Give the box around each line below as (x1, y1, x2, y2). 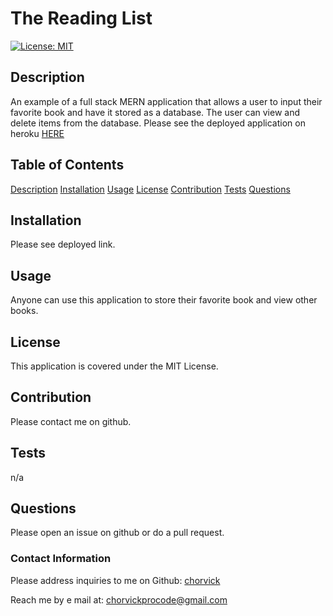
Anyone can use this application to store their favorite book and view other (10, 294, 318, 306)
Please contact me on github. (10, 415, 132, 427)
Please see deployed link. (10, 238, 116, 251)
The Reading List (10, 7, 153, 30)
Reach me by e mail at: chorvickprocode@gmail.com (10, 593, 228, 606)
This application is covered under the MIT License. (10, 360, 219, 372)
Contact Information (10, 552, 112, 566)
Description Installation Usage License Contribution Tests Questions (10, 183, 291, 195)
